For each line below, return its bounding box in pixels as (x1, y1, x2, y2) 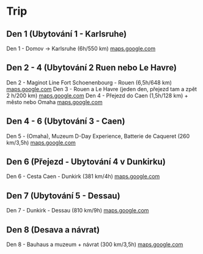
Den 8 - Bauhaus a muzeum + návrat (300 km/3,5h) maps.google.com (6, 241, 183, 248)
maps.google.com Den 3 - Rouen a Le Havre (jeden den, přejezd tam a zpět (6, 85, 197, 92)
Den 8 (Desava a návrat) (6, 225, 100, 235)
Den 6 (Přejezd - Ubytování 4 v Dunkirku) (6, 157, 166, 167)
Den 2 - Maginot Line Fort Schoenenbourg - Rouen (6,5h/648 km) (6, 78, 172, 86)
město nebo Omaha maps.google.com (6, 98, 103, 105)
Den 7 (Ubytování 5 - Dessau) (6, 190, 120, 201)
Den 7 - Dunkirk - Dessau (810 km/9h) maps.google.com (6, 207, 149, 214)
